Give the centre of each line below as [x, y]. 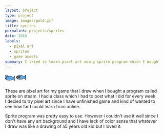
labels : [13, 41]
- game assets [24, 57]
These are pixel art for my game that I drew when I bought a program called [81, 91]
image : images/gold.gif [29, 20]
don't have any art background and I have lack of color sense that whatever [81, 121]
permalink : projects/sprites [35, 31]
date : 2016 [16, 36]
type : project [20, 15]
